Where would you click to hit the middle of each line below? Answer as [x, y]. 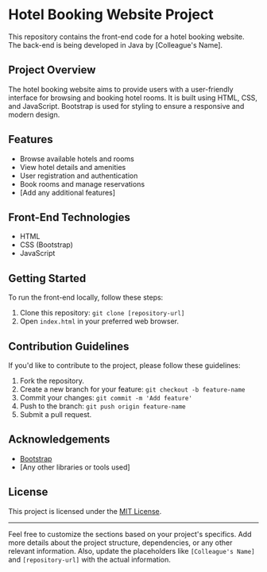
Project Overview [52, 70]
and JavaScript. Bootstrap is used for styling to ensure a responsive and [126, 106]
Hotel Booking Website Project [111, 15]
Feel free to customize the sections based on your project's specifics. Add [130, 534]
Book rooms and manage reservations [82, 184]
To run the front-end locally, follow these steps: [86, 298]
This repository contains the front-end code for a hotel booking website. [126, 37]
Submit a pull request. [56, 414]
